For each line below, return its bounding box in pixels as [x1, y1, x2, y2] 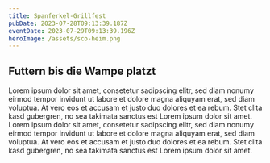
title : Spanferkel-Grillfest [8, 11, 106, 20]
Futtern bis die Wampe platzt [8, 64, 156, 77]
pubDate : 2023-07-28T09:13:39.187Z [8, 19, 128, 27]
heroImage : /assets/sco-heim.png [8, 34, 121, 43]
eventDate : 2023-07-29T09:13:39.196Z [8, 27, 135, 35]
